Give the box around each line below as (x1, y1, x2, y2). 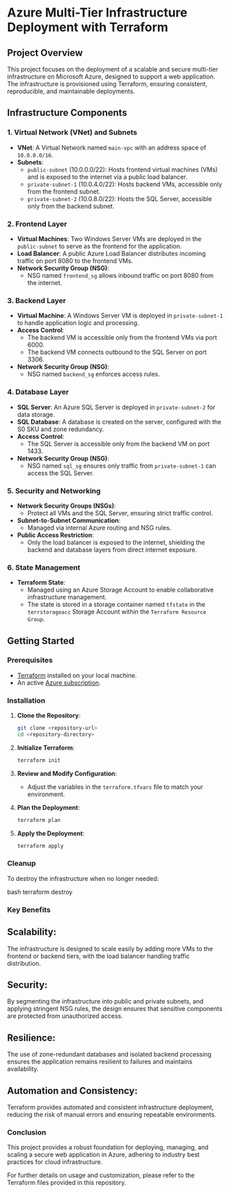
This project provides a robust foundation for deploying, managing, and (7, 1143, 209, 1152)
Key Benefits (7, 904, 51, 914)
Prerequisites (7, 656, 53, 665)
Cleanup (7, 859, 36, 869)
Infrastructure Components (7, 107, 128, 118)
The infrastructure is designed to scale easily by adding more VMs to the (7, 944, 214, 953)
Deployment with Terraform (7, 19, 168, 35)
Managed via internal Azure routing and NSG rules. (27, 523, 172, 532)
